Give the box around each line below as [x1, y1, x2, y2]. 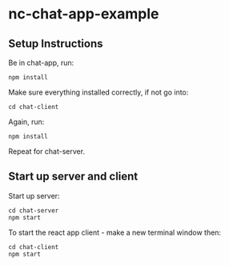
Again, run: [8, 117, 45, 127]
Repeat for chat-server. [8, 147, 86, 156]
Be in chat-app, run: [8, 58, 74, 67]
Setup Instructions [8, 37, 103, 50]
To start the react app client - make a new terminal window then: [8, 228, 222, 237]
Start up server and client [8, 170, 139, 183]
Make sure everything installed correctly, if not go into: [8, 87, 189, 97]
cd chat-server [8, 206, 59, 215]
